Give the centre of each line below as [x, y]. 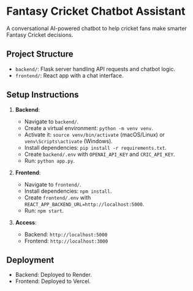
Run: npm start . [44, 211]
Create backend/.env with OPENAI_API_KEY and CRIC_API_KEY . [100, 154]
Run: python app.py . [50, 160]
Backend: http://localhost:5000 [66, 234]
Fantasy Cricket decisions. [40, 34]
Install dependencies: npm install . [68, 191]
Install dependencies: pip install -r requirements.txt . [95, 147]
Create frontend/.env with [58, 197]
